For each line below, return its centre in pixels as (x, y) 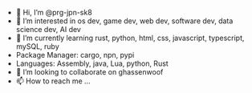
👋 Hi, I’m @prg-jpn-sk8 (54, 12)
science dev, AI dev (49, 29)
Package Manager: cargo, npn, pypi (75, 55)
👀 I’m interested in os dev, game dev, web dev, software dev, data (124, 21)
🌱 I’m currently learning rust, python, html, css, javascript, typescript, (130, 38)
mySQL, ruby (38, 46)
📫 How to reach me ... (53, 81)
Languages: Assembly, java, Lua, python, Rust (92, 63)
